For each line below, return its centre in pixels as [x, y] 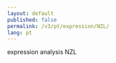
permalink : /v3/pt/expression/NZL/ [58, 26]
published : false [32, 20]
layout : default [30, 13]
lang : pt [20, 33]
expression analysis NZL [42, 52]
